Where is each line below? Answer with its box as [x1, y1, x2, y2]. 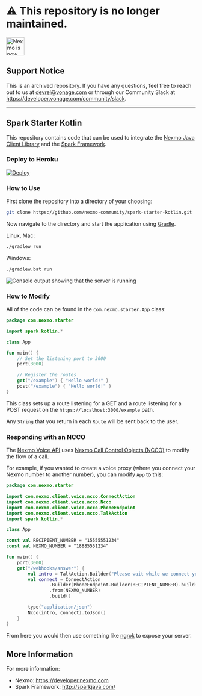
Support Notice [6, 66, 65, 76]
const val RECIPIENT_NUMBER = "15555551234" [6, 538, 120, 544]
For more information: [6, 665, 60, 673]
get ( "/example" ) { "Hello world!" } [17, 378, 109, 384]
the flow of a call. [6, 453, 49, 460]
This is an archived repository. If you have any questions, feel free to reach [6, 82, 192, 89]
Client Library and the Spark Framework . [6, 140, 107, 148]
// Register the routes [17, 372, 77, 378]
